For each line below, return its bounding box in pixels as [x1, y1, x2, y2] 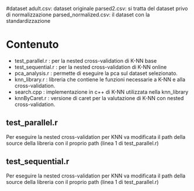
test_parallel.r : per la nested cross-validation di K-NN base [14, 57, 157, 64]
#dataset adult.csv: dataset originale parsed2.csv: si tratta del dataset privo [6, 5, 188, 12]
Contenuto [6, 38, 59, 52]
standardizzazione [6, 18, 51, 24]
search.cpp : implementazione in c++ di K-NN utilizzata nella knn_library [14, 88, 189, 95]
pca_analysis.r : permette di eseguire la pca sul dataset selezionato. [14, 70, 178, 77]
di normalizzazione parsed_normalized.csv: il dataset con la [6, 11, 150, 18]
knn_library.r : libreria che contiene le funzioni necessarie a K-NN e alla [14, 76, 186, 83]
